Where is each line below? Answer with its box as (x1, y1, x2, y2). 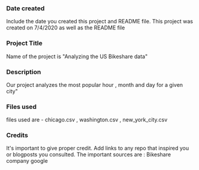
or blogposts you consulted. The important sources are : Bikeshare (6, 151, 171, 158)
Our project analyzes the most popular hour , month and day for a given (6, 81, 183, 88)
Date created (6, 4, 45, 13)
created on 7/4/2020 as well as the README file (6, 24, 125, 31)
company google (6, 157, 48, 165)
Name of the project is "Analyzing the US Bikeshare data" (6, 53, 148, 60)
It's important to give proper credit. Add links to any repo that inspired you (6, 145, 189, 152)
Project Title (6, 39, 43, 47)
